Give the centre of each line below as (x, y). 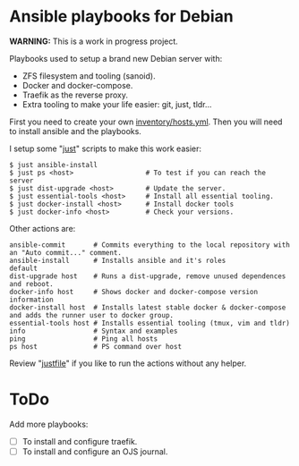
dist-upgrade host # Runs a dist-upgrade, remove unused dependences (148, 276)
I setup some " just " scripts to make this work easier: (105, 148)
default (24, 268)
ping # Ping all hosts (84, 339)
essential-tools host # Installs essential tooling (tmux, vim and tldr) (150, 323)
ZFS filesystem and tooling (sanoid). (89, 76)
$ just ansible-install (54, 165)
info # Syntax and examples (94, 331)
